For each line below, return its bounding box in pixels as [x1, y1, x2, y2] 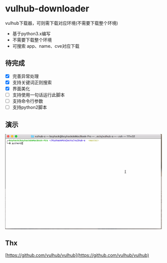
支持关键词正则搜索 [12, 79, 52, 85]
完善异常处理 [12, 73, 39, 79]
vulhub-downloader [5, 3, 89, 14]
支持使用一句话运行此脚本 [12, 91, 65, 97]
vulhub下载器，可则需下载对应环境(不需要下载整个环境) [5, 20, 118, 26]
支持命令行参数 [12, 98, 43, 104]
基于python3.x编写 [12, 30, 51, 36]
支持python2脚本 [12, 104, 47, 110]
